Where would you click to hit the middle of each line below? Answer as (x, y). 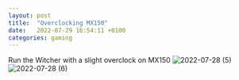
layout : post (30, 15)
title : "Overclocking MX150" (58, 23)
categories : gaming (40, 38)
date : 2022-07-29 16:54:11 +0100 (67, 30)
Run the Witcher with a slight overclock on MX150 (89, 60)
